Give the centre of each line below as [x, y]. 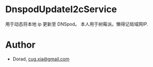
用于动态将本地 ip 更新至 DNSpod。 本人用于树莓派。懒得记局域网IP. [77, 24]
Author [20, 45]
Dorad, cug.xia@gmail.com [41, 59]
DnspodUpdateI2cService [61, 9]
